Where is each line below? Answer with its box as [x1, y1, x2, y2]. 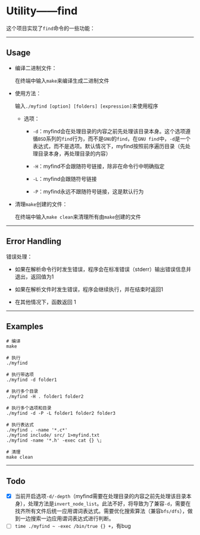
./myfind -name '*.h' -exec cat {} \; [6, 437, 102, 444]
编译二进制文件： [14, 64, 57, 71]
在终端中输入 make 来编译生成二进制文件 [14, 77, 110, 84]
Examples [6, 321, 43, 331]
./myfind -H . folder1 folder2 [6, 394, 84, 400]
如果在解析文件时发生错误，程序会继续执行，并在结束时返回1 [14, 286, 164, 293]
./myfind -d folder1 [6, 377, 58, 383]
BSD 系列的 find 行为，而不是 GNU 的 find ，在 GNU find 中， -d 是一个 [37, 135, 191, 142]
